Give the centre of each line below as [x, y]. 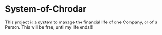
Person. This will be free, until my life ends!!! [49, 27]
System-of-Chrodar [46, 9]
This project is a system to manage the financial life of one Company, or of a [81, 22]
